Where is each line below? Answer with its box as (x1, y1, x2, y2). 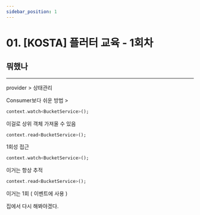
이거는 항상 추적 (6, 167, 43, 174)
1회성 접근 (6, 143, 30, 150)
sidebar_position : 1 (6, 8, 58, 15)
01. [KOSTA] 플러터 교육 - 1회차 (6, 36, 154, 49)
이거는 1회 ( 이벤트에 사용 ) (6, 190, 68, 197)
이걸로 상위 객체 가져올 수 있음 (6, 120, 76, 127)
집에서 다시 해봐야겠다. (6, 203, 59, 210)
